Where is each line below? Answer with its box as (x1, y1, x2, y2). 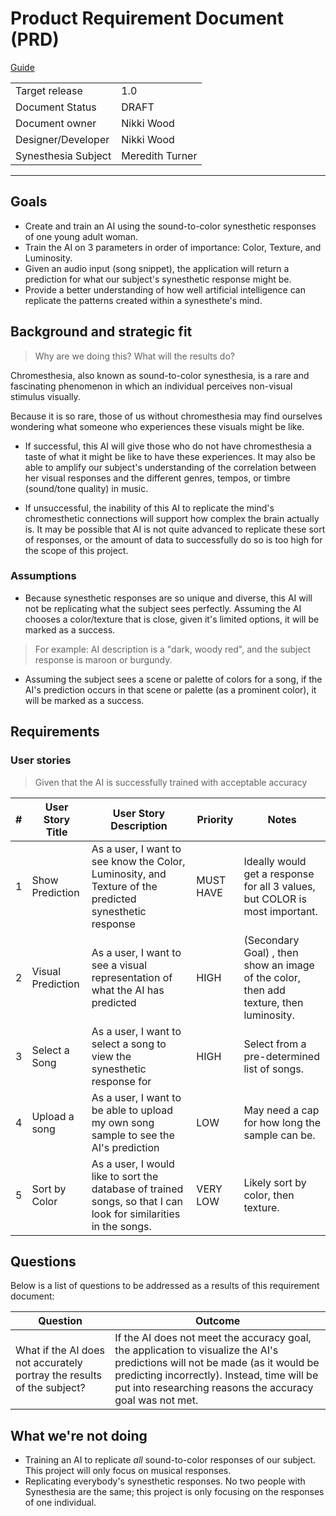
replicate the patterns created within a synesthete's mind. (24, 294, 263, 306)
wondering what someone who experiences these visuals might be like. (10, 420, 305, 432)
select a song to (91, 1037, 167, 1051)
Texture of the (91, 879, 158, 893)
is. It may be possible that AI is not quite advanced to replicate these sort (24, 523, 326, 535)
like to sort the (91, 1169, 159, 1183)
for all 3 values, (243, 879, 316, 893)
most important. (243, 904, 318, 918)
